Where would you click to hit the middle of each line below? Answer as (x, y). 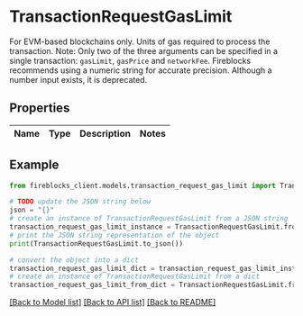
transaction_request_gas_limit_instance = (90, 227)
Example (34, 165)
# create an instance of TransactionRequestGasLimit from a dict (134, 276)
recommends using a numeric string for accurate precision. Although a (141, 70)
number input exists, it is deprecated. (78, 79)
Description (105, 133)
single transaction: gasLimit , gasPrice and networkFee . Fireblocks (130, 60)
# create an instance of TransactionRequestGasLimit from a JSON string (149, 219)
